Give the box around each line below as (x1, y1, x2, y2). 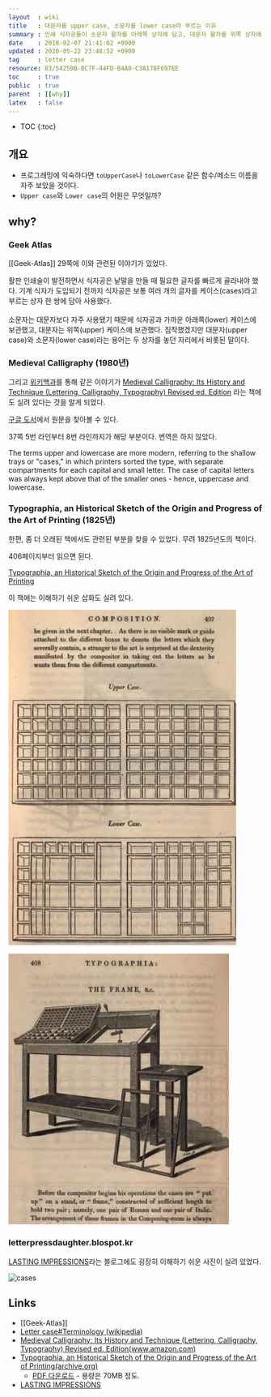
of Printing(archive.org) (19, 1361, 99, 1370)
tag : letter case (8, 56, 85, 64)
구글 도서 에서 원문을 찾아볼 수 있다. (8, 414, 119, 425)
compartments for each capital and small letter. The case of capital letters (8, 465, 255, 475)
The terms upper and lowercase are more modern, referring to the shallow (8, 448, 256, 458)
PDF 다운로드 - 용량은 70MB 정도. (32, 1370, 140, 1380)
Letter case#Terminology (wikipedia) (19, 1326, 143, 1336)
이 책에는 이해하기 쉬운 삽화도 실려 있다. (8, 593, 133, 603)
